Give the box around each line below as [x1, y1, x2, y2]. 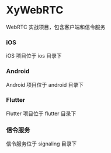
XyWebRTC [6, 3, 64, 17]
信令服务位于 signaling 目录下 [6, 140, 77, 147]
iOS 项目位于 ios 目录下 [6, 52, 63, 59]
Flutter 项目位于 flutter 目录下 [6, 110, 77, 117]
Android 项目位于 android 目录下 [6, 81, 84, 88]
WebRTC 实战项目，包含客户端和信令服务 [6, 23, 106, 30]
